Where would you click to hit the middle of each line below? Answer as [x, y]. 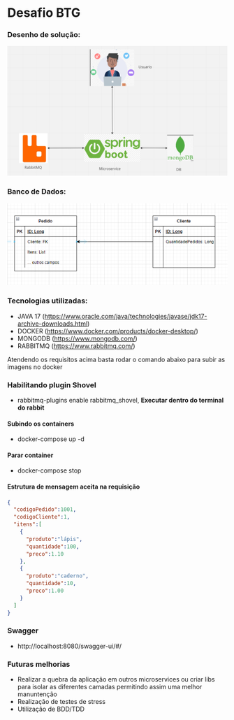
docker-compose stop [49, 470]
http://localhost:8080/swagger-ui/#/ [70, 646]
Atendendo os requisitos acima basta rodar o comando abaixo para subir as [116, 359]
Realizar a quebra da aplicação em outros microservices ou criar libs [116, 679]
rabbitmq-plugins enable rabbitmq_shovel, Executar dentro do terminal [120, 400]
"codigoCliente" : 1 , [42, 517]
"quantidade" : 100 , [52, 547]
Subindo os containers [41, 424]
